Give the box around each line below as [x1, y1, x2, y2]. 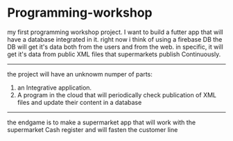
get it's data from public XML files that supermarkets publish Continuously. [7, 50, 221, 58]
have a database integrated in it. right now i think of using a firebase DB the [7, 35, 223, 43]
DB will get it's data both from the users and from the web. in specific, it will [7, 42, 223, 51]
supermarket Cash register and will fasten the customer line [7, 125, 178, 133]
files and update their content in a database [17, 98, 142, 106]
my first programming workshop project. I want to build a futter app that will [7, 28, 223, 36]
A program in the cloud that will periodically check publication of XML [17, 90, 217, 99]
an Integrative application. [17, 83, 92, 92]
